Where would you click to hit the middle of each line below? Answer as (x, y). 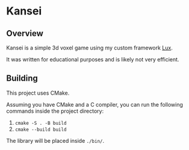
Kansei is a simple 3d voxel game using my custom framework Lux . (90, 48)
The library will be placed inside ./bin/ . (55, 140)
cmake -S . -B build (41, 123)
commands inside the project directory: (55, 111)
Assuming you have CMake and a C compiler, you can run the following (95, 104)
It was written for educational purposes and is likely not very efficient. (93, 59)
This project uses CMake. (38, 93)
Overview (25, 33)
